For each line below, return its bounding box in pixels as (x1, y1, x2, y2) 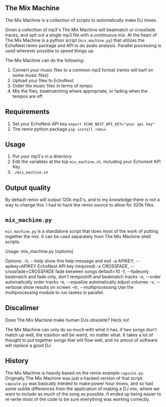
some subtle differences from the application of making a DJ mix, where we (5, 386, 160, 392)
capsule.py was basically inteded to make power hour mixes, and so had (5, 380, 154, 386)
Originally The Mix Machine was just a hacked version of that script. (5, 375, 144, 381)
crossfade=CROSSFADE (5, 268, 55, 274)
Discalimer (5, 304, 39, 312)
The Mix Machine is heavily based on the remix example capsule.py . (5, 370, 145, 376)
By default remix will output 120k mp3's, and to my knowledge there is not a (5, 197, 160, 203)
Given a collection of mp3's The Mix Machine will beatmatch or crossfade (5, 27, 156, 33)
